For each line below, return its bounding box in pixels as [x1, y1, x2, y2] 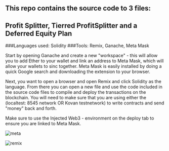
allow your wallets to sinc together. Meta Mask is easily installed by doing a [5, 63, 162, 69]
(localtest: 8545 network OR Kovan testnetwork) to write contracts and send [5, 100, 164, 106]
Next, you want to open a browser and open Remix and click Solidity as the [5, 79, 162, 85]
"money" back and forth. [5, 105, 57, 111]
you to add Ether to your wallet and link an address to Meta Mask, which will [5, 58, 164, 64]
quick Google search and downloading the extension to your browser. [5, 68, 151, 75]
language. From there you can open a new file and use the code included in [5, 84, 163, 90]
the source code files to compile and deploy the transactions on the [5, 89, 146, 95]
